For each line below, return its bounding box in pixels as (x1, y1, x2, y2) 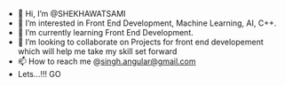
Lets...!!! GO (17, 69, 61, 79)
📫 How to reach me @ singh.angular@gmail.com (17, 56, 196, 66)
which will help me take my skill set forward (17, 46, 178, 57)
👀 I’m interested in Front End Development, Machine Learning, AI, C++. (17, 18, 277, 28)
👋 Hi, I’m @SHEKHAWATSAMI (17, 9, 126, 19)
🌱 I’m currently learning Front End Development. (17, 27, 194, 37)
